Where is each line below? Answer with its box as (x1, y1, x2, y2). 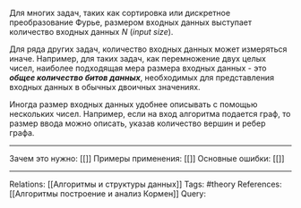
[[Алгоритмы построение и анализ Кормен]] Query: (9, 188, 206, 199)
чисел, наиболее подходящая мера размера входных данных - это (9, 62, 267, 73)
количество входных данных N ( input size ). (9, 27, 174, 37)
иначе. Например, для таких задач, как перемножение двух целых (9, 54, 267, 63)
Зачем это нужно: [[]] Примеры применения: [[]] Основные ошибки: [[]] (9, 154, 285, 163)
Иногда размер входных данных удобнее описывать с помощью (9, 99, 258, 110)
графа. (9, 128, 35, 137)
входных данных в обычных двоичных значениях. (9, 82, 201, 92)
